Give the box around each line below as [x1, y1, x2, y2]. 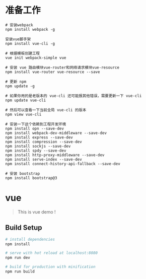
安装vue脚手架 [5, 36, 31, 42]
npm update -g [5, 84, 35, 89]
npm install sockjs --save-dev [5, 144, 71, 149]
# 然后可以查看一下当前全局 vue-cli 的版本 [5, 107, 87, 112]
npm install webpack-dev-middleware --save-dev [5, 130, 107, 135]
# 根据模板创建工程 [5, 51, 40, 56]
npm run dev [5, 255, 30, 260]
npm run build [5, 269, 35, 274]
